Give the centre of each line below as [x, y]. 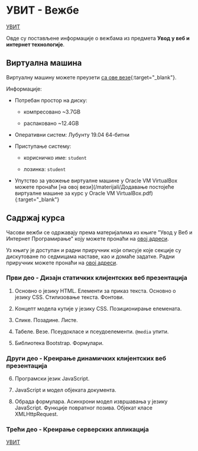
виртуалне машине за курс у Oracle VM [65, 193]
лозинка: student [45, 169]
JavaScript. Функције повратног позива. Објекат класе [83, 408]
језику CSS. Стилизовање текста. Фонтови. [69, 297]
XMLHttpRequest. [36, 414]
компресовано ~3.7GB [52, 112]
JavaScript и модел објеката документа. [65, 390]
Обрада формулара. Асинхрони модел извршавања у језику [91, 402]
